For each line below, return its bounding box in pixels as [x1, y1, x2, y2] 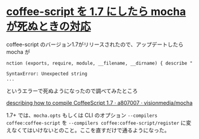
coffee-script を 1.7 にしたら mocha [6, 5, 186, 19]
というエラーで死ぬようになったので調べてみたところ [6, 87, 138, 94]
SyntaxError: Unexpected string [6, 71, 87, 77]
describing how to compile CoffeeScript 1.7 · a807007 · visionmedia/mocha [6, 99, 193, 106]
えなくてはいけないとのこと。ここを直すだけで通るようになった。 [6, 126, 170, 134]
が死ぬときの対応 [6, 20, 92, 34]
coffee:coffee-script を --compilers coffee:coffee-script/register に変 [6, 119, 192, 126]
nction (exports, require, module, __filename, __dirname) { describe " [6, 60, 193, 66]
